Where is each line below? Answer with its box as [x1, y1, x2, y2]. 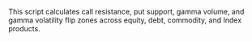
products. [8, 24, 41, 33]
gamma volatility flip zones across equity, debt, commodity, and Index [8, 15, 242, 25]
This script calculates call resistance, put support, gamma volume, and [8, 7, 245, 16]
